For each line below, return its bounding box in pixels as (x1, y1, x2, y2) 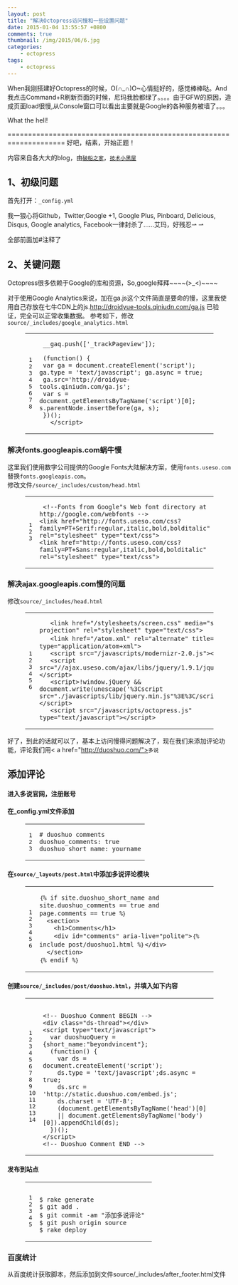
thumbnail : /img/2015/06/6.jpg (7, 37, 100, 44)
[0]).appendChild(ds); (42, 1119, 119, 1127)
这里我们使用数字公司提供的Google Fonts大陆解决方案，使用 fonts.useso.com (7, 462, 231, 471)
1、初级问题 (7, 176, 59, 189)
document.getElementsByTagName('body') (67, 1112, 203, 1120)
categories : (7, 43, 43, 51)
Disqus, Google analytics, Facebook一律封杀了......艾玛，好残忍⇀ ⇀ (7, 220, 204, 229)
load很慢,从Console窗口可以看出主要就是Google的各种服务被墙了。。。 (26, 101, 229, 110)
